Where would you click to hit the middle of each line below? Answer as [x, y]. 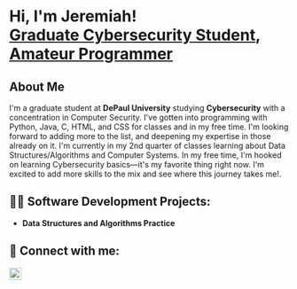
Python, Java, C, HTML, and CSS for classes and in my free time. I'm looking [149, 127]
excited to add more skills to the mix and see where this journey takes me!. [145, 174]
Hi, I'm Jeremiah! [73, 16]
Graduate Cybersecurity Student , [135, 35]
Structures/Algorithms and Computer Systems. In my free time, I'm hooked [145, 155]
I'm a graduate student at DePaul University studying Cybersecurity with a [147, 108]
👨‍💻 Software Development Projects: [110, 202]
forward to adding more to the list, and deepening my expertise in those [140, 136]
